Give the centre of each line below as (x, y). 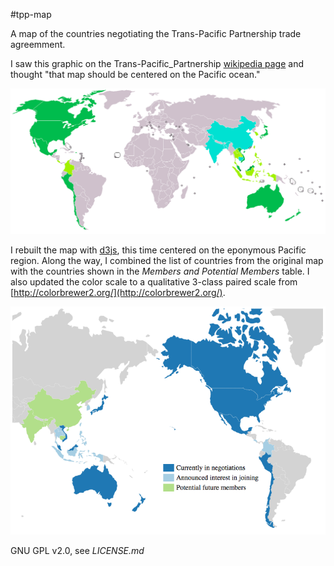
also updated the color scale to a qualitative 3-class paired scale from (154, 281)
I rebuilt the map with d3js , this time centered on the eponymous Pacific (158, 250)
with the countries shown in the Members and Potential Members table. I (160, 271)
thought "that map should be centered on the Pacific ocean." (135, 74)
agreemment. (38, 44)
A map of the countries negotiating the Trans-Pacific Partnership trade (156, 33)
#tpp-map (31, 14)
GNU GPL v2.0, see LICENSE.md (77, 551)
